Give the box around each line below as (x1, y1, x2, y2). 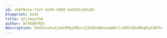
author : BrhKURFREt (5, 21, 46, 26)
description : (5, 26, 32, 31)
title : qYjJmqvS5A (5, 16, 43, 21)
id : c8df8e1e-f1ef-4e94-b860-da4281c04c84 (5, 7, 94, 12)
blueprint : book (5, 12, 39, 17)
